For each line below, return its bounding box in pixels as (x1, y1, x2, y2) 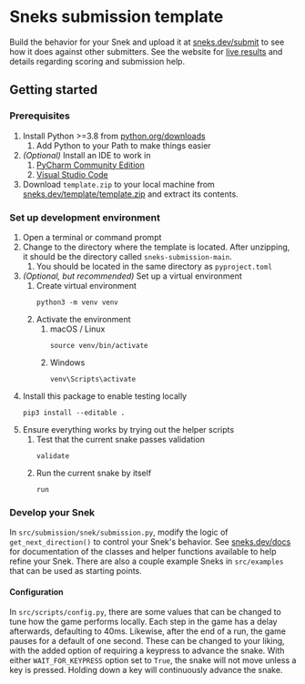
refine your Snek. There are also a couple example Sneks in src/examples (9, 556, 284, 567)
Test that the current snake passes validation (36, 434, 205, 444)
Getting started (9, 82, 98, 97)
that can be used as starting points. (9, 566, 143, 577)
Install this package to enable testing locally (22, 390, 188, 402)
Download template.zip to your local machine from (22, 179, 216, 189)
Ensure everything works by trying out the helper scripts (22, 424, 235, 434)
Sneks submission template (9, 6, 224, 27)
